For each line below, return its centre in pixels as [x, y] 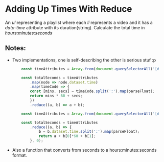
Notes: [15, 48]
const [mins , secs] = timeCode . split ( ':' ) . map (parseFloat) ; [93, 91]
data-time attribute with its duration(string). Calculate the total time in [75, 27]
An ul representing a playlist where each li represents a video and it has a [79, 22]
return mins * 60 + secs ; [56, 96]
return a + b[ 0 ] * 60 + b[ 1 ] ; [67, 136]
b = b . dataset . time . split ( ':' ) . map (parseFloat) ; [89, 132]
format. [20, 155]
